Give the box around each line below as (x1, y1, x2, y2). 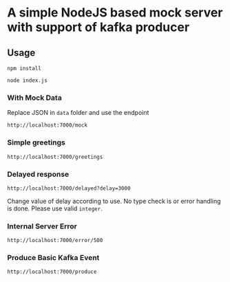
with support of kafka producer (7, 19, 190, 35)
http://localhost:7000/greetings (7, 153, 103, 160)
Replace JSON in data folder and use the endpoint (7, 109, 149, 117)
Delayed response (7, 169, 70, 179)
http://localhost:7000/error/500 (7, 237, 103, 244)
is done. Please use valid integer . (7, 204, 103, 213)
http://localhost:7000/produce (7, 268, 97, 276)
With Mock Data (7, 93, 62, 102)
